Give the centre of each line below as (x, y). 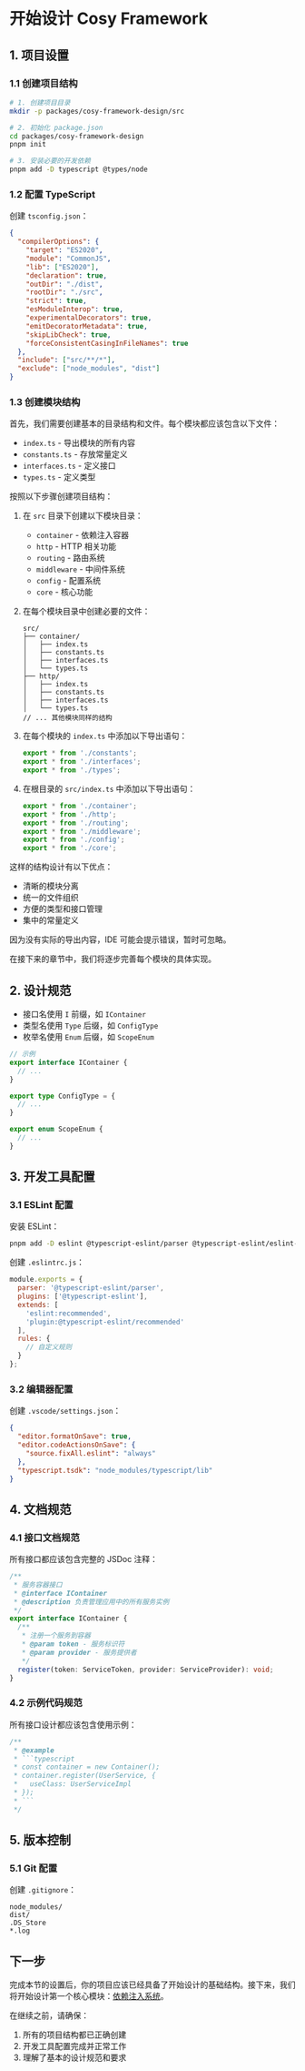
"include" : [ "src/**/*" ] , (67, 360)
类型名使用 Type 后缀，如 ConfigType (90, 1026)
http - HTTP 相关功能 (76, 546)
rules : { (34, 1339)
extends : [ (38, 1305)
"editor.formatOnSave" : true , (74, 1437)
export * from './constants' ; (80, 753)
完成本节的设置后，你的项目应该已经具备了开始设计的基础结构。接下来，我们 (152, 1985)
